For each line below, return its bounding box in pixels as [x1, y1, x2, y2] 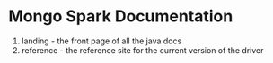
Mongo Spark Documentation [8, 6, 233, 27]
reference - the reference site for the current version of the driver [21, 44, 264, 55]
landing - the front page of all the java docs [21, 35, 182, 46]
